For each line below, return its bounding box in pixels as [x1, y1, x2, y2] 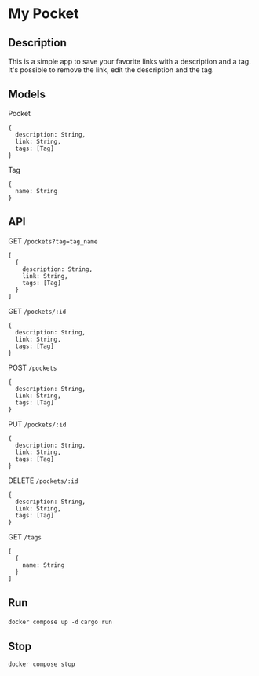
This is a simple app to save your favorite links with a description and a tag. [8, 57, 251, 66]
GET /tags [8, 532, 42, 542]
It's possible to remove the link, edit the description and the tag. [8, 65, 214, 75]
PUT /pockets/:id [8, 419, 67, 429]
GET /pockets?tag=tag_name [8, 236, 98, 246]
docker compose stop [8, 660, 76, 668]
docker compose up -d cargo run [8, 618, 112, 627]
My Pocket [8, 5, 79, 23]
